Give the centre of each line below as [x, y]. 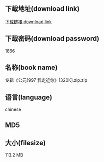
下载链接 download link [28, 22]
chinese [13, 109]
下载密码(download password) [52, 39]
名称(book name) [31, 68]
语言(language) [29, 97]
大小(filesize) [25, 143]
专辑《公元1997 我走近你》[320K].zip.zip [46, 80]
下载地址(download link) [42, 9]
